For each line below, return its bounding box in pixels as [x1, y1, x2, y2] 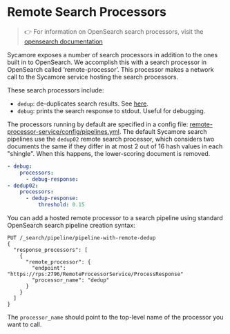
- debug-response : [25, 175, 79, 183]
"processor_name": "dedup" [32, 277, 110, 284]
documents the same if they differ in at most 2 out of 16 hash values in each [7, 142, 223, 150]
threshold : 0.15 [37, 202, 85, 208]
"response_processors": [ [13, 246, 88, 254]
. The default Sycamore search [119, 127, 207, 135]
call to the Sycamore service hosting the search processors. [7, 72, 178, 81]
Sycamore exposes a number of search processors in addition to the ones [7, 50, 218, 59]
